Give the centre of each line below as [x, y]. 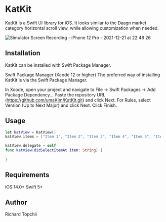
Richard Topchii [21, 214]
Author [16, 202]
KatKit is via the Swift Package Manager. [46, 80]
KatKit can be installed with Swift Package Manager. [58, 65]
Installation [23, 53]
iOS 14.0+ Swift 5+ [24, 187]
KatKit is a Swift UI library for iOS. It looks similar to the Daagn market [76, 23]
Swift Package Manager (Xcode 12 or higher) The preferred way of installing [83, 75]
